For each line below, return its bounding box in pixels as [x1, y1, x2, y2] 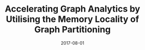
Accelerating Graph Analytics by [4, 3, 141, 15]
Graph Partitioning [34, 24, 111, 35]
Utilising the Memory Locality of [5, 14, 140, 25]
